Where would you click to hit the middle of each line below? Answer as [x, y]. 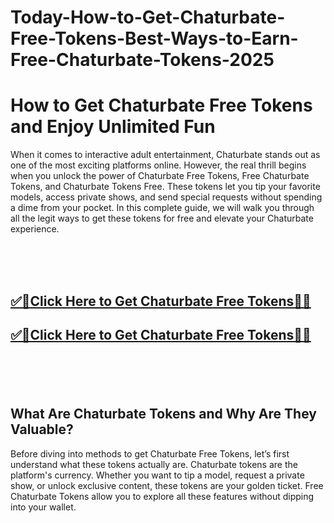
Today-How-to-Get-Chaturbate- [148, 17]
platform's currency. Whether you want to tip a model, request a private [157, 475]
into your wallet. [43, 507]
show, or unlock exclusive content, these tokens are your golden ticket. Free [167, 485]
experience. [35, 229]
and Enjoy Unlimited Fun [113, 127]
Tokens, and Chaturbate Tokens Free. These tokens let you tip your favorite [165, 187]
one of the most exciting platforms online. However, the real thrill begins [158, 165]
